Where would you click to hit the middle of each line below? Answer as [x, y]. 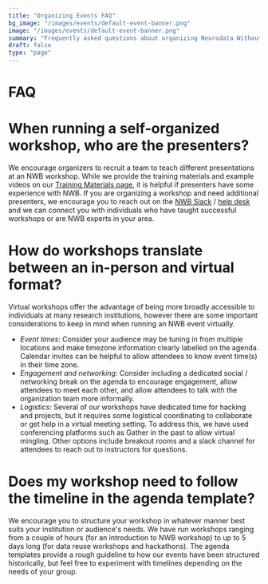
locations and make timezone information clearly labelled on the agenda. [139, 348]
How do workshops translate [106, 251]
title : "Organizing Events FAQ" [62, 16]
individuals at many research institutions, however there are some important [133, 315]
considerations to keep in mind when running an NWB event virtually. [122, 324]
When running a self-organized [114, 129]
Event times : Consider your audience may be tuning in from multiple [131, 339]
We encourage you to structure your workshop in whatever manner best [127, 521]
